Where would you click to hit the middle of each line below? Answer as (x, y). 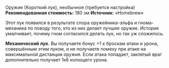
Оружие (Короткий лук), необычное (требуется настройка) (70, 7)
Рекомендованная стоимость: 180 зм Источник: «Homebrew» (75, 13)
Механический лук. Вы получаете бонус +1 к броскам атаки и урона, (82, 43)
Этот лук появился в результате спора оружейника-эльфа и (71, 23)
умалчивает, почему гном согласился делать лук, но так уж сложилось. (85, 33)
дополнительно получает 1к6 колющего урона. (57, 60)
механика (16, 28)
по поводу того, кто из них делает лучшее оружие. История (93, 28)
